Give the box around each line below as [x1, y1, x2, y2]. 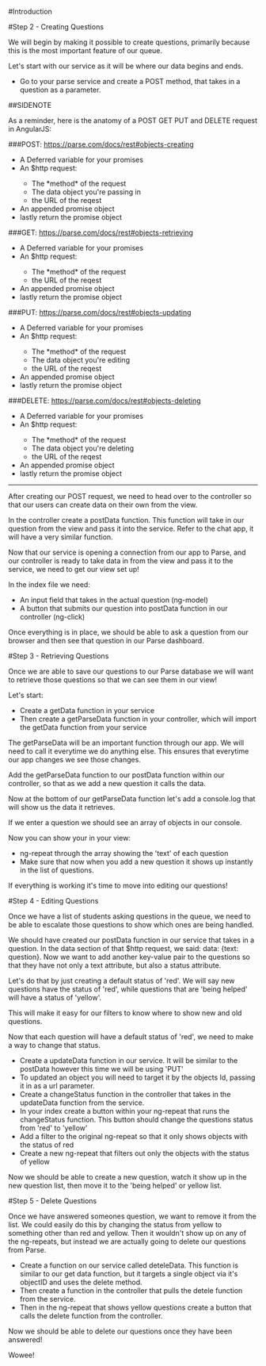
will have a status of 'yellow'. [8, 993, 102, 1002]
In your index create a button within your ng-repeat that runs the [19, 1107, 230, 1115]
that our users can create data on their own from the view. [8, 500, 198, 509]
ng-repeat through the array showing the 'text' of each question [19, 849, 229, 858]
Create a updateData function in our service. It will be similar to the [19, 1056, 238, 1065]
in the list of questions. [19, 865, 95, 875]
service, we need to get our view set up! [8, 565, 140, 574]
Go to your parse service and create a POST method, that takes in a [19, 77, 241, 86]
